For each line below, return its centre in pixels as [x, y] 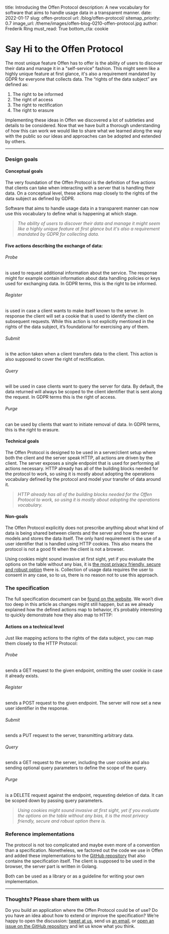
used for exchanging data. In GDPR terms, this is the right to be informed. [81, 283]
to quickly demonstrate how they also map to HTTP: [59, 615]
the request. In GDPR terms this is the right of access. [61, 397]
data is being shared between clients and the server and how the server [80, 533]
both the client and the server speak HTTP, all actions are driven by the [79, 458]
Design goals [22, 159]
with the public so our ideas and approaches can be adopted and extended [83, 136]
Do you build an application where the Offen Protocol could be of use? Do [81, 910]
